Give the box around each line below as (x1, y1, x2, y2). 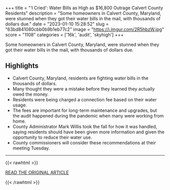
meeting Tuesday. (12, 145, 50, 151)
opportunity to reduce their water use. (12, 134, 92, 140)
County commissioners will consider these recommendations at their (12, 139, 156, 145)
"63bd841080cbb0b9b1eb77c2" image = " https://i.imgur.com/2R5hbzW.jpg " (5, 26, 164, 32)
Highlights (5, 61, 39, 70)
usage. (12, 102, 27, 108)
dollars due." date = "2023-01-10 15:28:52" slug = (5, 21, 109, 27)
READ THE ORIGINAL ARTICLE (5, 169, 69, 175)
